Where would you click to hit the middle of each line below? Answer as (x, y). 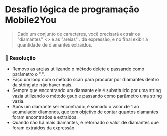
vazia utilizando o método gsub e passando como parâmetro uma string (87, 96)
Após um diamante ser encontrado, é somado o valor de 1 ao (75, 107)
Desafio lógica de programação (72, 9)
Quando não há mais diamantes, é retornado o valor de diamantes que (85, 123)
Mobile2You (31, 20)
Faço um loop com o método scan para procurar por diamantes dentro (86, 80)
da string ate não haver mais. (42, 85)
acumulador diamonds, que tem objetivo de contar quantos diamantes (85, 112)
